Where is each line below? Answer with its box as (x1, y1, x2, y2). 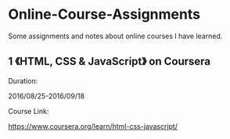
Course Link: (8, 106, 49, 116)
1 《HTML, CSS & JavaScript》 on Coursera (8, 55, 211, 68)
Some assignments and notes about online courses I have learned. (8, 31, 223, 41)
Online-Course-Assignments (8, 5, 201, 23)
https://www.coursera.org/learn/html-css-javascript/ (8, 121, 178, 130)
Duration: (8, 76, 38, 85)
